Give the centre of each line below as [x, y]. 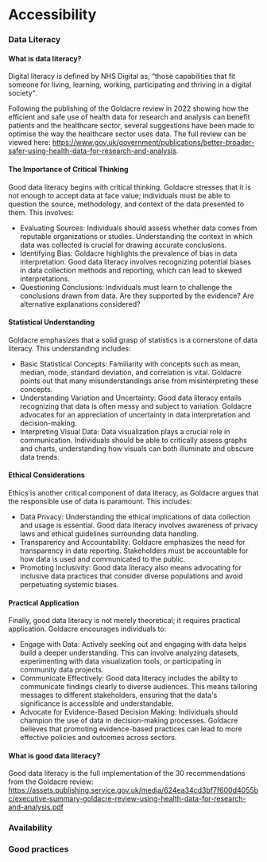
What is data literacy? [45, 58]
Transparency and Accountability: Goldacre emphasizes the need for [132, 542]
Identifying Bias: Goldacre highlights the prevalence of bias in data [128, 253]
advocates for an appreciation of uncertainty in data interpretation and [135, 414]
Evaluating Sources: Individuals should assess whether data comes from [138, 228]
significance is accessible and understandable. [97, 703]
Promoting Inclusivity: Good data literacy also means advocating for [131, 567]
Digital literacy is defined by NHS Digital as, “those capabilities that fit [122, 76]
